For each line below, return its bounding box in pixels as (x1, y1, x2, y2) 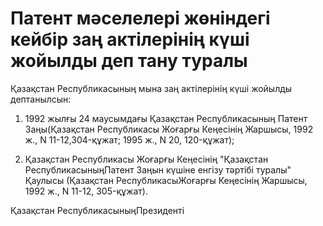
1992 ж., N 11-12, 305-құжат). (24, 185, 149, 197)
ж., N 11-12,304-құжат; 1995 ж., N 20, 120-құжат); (24, 133, 235, 146)
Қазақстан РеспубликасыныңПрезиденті (10, 204, 185, 216)
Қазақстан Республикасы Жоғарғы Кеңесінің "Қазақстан (24, 153, 269, 165)
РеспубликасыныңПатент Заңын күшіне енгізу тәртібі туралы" (24, 163, 292, 176)
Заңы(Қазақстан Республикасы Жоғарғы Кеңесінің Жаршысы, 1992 (24, 123, 314, 135)
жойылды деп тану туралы (10, 50, 248, 72)
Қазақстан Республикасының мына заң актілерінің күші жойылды (10, 82, 293, 94)
